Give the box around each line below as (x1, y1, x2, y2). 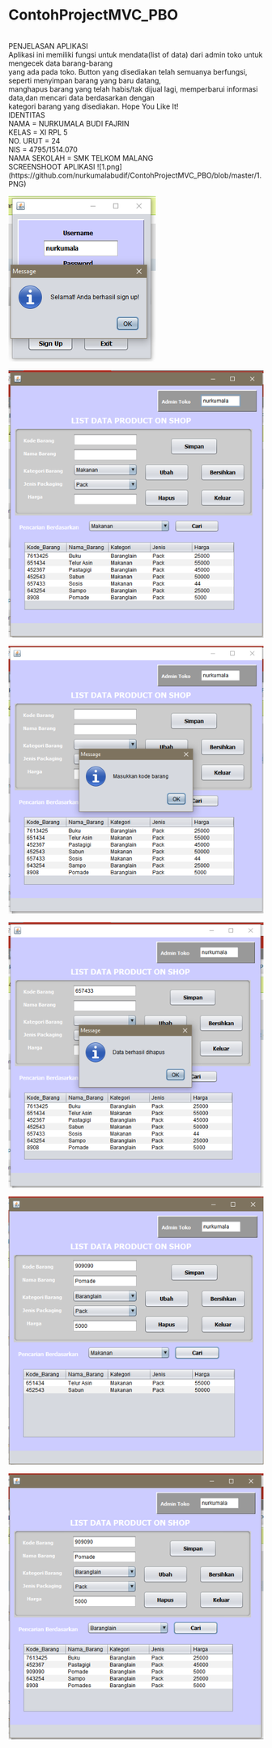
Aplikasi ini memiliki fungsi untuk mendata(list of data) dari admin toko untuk (8, 49, 263, 59)
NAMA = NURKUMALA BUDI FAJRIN (8, 118, 130, 128)
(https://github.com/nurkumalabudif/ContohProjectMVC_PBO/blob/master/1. (8, 170, 261, 180)
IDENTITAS (8, 110, 46, 119)
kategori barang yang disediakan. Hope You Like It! (8, 101, 179, 111)
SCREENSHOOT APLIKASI (8, 161, 96, 171)
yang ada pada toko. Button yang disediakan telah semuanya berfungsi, (8, 67, 248, 76)
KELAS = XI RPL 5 (8, 127, 68, 137)
